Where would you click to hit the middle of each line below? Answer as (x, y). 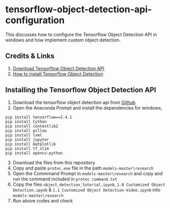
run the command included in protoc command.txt (65, 179)
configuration (35, 20)
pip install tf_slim (27, 149)
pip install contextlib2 (32, 126)
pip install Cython (26, 121)
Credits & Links (30, 56)
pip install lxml (24, 135)
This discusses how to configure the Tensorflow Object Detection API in (81, 34)
